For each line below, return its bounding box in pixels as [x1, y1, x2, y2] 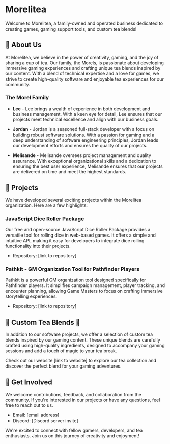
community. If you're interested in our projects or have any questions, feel [5, 397, 160, 403]
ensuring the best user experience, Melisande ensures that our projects [12, 163, 163, 169]
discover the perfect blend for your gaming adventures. [5, 363, 122, 369]
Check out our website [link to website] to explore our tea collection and [5, 358, 157, 364]
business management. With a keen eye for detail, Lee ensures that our [12, 111, 162, 117]
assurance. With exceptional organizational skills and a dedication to [12, 158, 157, 164]
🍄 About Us [5, 41, 42, 49]
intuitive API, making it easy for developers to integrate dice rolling [5, 238, 145, 244]
